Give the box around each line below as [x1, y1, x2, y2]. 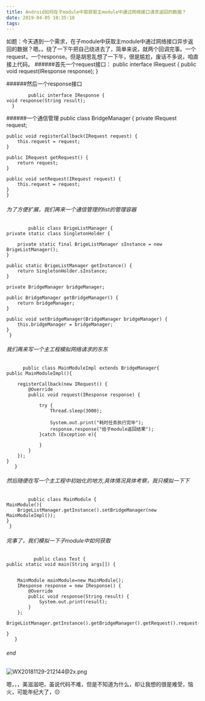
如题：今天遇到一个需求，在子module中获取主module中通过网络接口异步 [6, 38, 189, 45]
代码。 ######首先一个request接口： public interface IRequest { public [16, 61, 196, 68]
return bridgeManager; [17, 300, 75, 306]
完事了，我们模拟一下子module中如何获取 [6, 537, 111, 544]
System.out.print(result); [38, 599, 108, 605]
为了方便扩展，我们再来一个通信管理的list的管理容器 [6, 205, 137, 213]
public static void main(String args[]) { [6, 562, 116, 568]
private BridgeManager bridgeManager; [6, 284, 105, 290]
